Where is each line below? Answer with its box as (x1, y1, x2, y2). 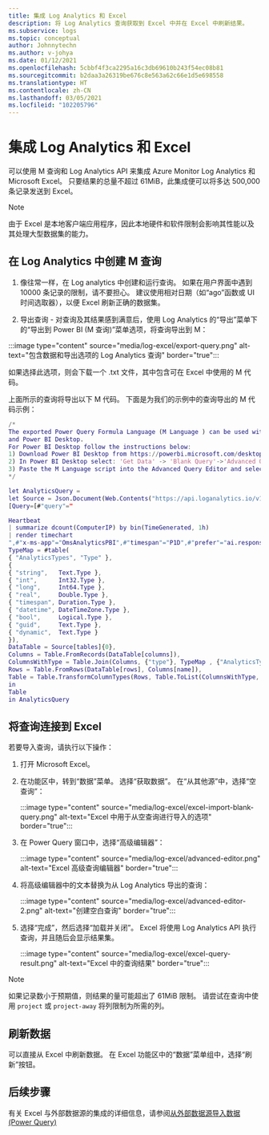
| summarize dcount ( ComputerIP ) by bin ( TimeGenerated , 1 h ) (8, 524, 210, 532)
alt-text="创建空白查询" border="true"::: (44, 906, 176, 915)
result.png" (19, 959, 58, 968)
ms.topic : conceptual (8, 34, 81, 43)
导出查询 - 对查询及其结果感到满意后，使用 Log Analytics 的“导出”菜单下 (19, 314, 258, 324)
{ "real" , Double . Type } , (8, 591, 110, 599)
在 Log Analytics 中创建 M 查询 (8, 254, 162, 269)
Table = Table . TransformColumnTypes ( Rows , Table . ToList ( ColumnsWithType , (8, 673, 260, 681)
